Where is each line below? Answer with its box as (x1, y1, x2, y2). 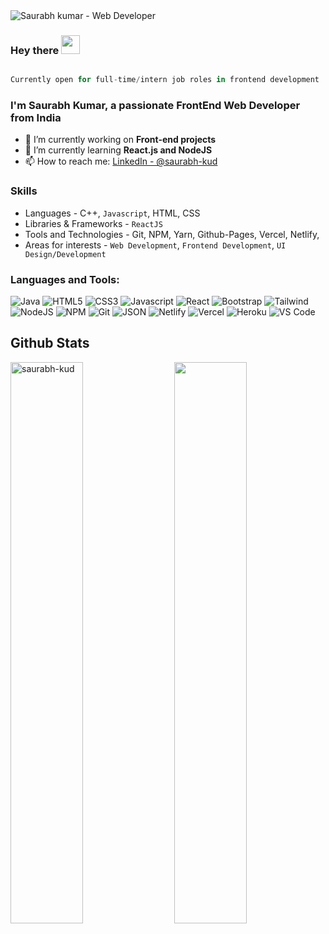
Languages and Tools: (10, 272, 120, 286)
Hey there (10, 43, 60, 57)
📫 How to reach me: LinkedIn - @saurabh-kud (24, 155, 218, 168)
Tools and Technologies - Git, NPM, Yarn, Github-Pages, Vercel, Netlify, (24, 228, 320, 240)
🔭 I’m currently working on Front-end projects (24, 134, 217, 146)
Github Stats (10, 335, 90, 352)
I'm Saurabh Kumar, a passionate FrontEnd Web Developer (10, 99, 301, 113)
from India (10, 111, 62, 125)
